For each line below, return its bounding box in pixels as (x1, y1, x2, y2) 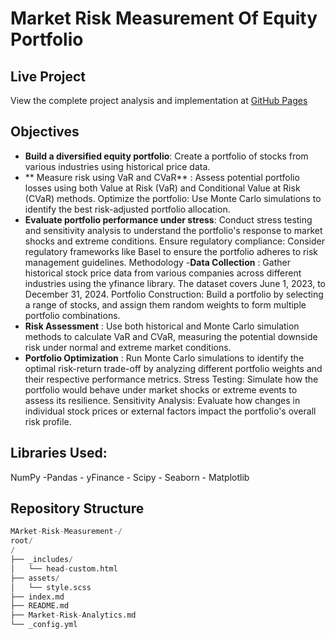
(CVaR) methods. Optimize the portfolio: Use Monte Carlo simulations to (24, 192, 322, 204)
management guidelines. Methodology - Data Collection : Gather (24, 256, 291, 268)
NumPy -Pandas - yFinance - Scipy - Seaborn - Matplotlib (10, 471, 250, 483)
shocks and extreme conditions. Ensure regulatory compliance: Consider (24, 235, 325, 247)
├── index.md (10, 592, 65, 602)
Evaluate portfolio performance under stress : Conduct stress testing (24, 213, 313, 226)
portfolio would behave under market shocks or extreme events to (24, 383, 298, 396)
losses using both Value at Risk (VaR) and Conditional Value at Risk (24, 182, 301, 194)
